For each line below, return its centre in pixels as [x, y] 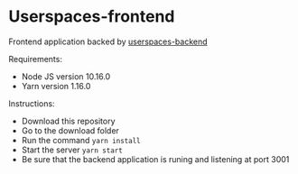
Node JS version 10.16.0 [66, 76]
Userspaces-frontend [92, 17]
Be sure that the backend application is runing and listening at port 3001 [155, 159]
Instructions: [32, 103]
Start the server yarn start [72, 150]
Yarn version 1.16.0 [56, 86]
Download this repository [68, 121]
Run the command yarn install [81, 140]
